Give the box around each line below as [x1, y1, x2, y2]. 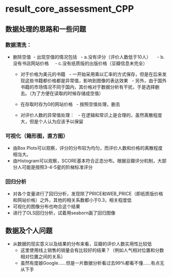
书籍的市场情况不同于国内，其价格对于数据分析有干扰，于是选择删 [20, 84, 160, 90]
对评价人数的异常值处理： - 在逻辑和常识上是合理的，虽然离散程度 [20, 112, 162, 118]
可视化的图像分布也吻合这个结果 [12, 203, 80, 210]
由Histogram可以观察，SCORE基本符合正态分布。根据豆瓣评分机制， [12, 158, 158, 164]
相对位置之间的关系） [20, 253, 66, 260]
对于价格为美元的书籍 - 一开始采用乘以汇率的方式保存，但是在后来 [20, 71, 162, 77]
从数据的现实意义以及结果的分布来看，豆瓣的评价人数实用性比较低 [12, 241, 152, 247]
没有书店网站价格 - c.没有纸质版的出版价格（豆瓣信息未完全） [12, 60, 147, 66]
